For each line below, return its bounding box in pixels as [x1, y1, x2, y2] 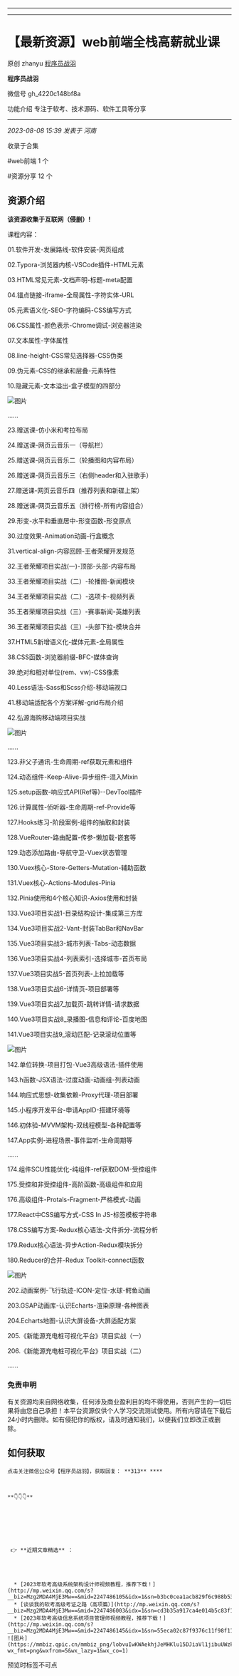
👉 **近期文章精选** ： [10, 1546, 73, 1553]
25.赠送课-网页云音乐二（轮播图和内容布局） [7, 455, 138, 464]
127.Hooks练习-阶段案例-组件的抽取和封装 [7, 817, 130, 827]
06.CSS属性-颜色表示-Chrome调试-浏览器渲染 [7, 321, 142, 329]
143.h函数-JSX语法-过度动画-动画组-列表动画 [7, 1075, 140, 1084]
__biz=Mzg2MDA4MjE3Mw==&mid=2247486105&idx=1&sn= [7, 1593, 158, 1600]
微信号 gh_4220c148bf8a [7, 89, 81, 98]
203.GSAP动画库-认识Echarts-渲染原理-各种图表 [7, 1301, 149, 1310]
